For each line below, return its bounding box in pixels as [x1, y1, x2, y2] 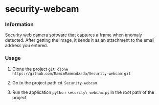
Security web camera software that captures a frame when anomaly [5, 32, 142, 38]
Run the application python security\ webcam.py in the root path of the [12, 89, 155, 95]
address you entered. [5, 43, 48, 49]
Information [5, 21, 34, 28]
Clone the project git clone [12, 66, 68, 72]
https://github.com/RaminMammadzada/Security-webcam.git [12, 71, 131, 76]
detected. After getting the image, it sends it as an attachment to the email [5, 37, 155, 43]
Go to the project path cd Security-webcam [12, 79, 97, 85]
